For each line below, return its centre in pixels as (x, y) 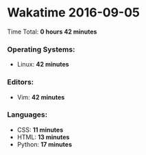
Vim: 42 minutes (41, 97)
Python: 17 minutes (44, 144)
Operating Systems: (41, 49)
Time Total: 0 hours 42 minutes (52, 32)
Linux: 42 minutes (43, 64)
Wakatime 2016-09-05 (74, 13)
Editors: (21, 82)
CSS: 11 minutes (40, 130)
